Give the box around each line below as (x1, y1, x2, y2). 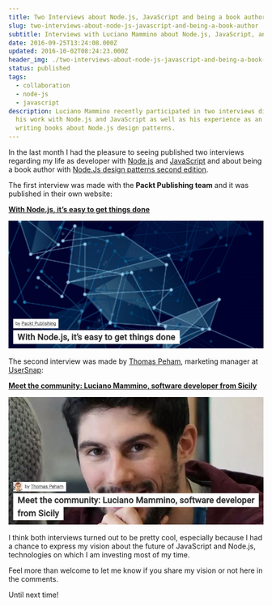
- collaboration (15, 81, 70, 89)
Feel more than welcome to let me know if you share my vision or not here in (8, 565, 263, 575)
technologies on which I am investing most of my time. (8, 550, 190, 559)
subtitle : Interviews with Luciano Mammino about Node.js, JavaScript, (8, 30, 255, 38)
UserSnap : (8, 365, 44, 374)
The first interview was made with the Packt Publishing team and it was (8, 181, 249, 190)
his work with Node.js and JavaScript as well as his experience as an (15, 116, 263, 124)
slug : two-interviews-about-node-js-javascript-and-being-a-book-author (8, 21, 259, 30)
